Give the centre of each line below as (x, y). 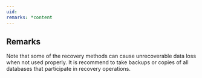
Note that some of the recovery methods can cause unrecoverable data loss (101, 56)
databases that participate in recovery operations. (69, 69)
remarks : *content (29, 17)
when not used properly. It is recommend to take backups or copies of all (97, 62)
